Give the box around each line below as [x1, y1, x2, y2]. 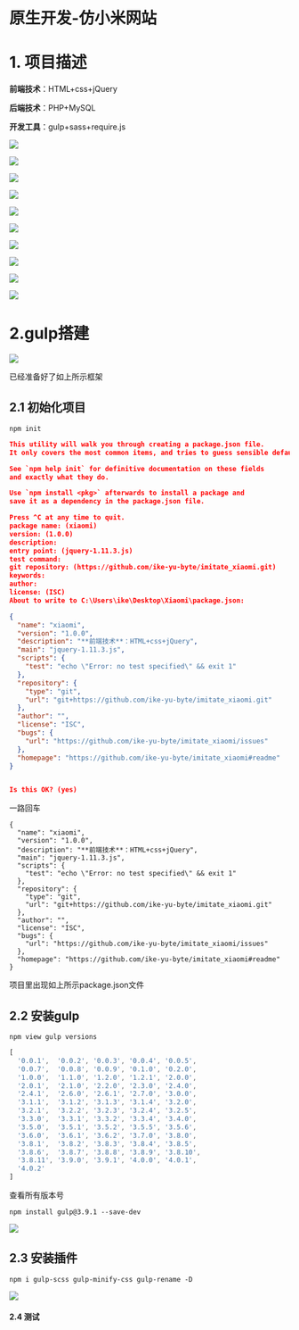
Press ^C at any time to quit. [9, 513, 125, 522]
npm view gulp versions [9, 1033, 98, 1042]
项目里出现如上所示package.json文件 [9, 979, 145, 991]
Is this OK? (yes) [9, 786, 77, 794]
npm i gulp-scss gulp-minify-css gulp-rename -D [9, 1275, 193, 1284]
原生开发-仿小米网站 [9, 8, 158, 29]
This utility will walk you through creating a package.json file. [9, 439, 265, 449]
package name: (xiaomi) [9, 521, 98, 530]
